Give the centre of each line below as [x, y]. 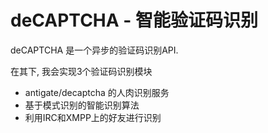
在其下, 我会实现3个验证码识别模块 [81, 71]
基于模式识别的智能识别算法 [82, 105]
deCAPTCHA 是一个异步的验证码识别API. [94, 50]
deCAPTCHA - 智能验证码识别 [134, 20]
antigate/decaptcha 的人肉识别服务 [97, 92]
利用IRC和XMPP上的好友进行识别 [93, 117]
